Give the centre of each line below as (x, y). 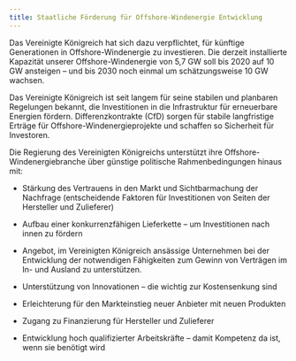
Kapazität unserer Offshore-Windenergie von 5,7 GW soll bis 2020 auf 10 (142, 61)
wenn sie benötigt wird (64, 347)
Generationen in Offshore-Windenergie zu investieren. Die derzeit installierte (148, 52)
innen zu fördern (52, 233)
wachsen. (27, 80)
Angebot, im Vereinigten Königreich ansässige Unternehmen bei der (146, 250)
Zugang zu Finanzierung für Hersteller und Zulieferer (118, 320)
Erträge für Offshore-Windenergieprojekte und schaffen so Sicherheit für (142, 126)
